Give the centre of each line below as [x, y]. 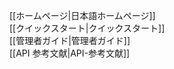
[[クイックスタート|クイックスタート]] [87, 28]
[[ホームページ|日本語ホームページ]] [82, 15]
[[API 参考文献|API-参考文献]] [70, 53]
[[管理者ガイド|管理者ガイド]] [70, 40]
